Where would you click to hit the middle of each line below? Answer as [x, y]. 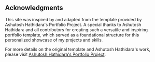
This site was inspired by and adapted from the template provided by [73, 19]
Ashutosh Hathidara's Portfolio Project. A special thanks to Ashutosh [73, 25]
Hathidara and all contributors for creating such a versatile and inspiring [77, 30]
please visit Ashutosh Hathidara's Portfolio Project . [56, 54]
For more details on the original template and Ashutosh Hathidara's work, [78, 49]
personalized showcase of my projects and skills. [54, 40]
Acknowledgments [34, 8]
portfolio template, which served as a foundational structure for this [72, 35]
